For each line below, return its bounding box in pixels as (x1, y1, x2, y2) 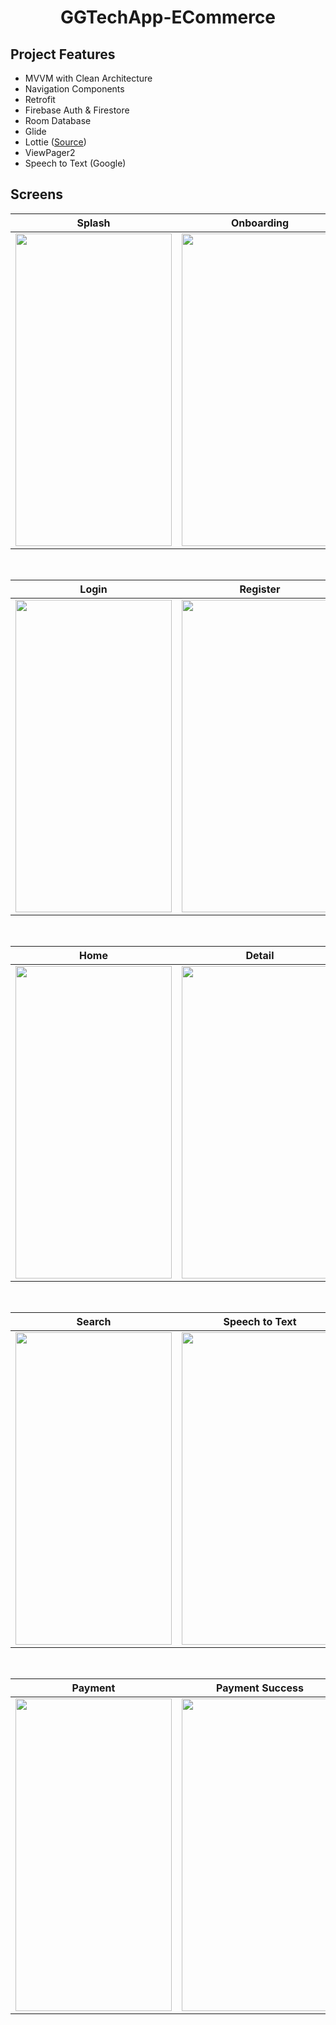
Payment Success (216, 1681, 304, 1695)
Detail (245, 948, 275, 962)
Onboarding (230, 216, 290, 230)
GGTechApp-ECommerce (59, 6, 277, 29)
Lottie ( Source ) (24, 136, 87, 148)
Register (239, 582, 281, 596)
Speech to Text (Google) (24, 157, 127, 169)
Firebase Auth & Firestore (24, 104, 130, 116)
